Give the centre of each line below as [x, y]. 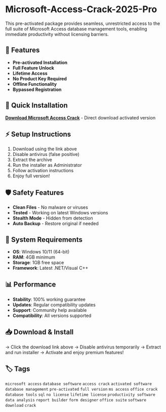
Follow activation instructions [43, 171]
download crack [21, 406]
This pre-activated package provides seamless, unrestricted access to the [83, 23]
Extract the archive [32, 160]
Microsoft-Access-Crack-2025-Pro [81, 9]
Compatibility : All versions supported [52, 315]
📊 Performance [31, 285]
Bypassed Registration [37, 89]
